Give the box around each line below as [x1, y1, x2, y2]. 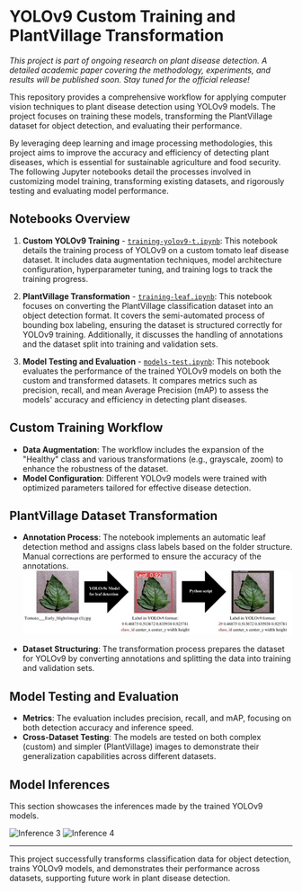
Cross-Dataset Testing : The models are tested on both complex [22, 732, 262, 743]
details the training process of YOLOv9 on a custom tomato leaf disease [22, 244, 289, 255]
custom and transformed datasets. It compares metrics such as [22, 375, 258, 385]
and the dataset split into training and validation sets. [22, 339, 218, 349]
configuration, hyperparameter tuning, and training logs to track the [22, 263, 273, 275]
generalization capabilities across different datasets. [22, 751, 217, 762]
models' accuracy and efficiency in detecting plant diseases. [22, 393, 248, 405]
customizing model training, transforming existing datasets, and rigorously [9, 175, 285, 186]
